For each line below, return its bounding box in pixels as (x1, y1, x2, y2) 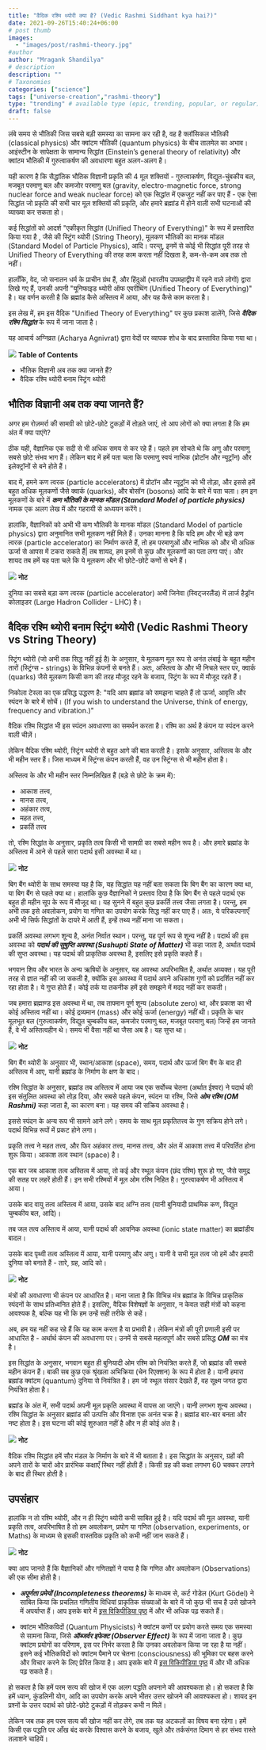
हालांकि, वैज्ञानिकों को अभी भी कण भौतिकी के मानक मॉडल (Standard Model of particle (8, 520, 243, 529)
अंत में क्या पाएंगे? (8, 427, 51, 437)
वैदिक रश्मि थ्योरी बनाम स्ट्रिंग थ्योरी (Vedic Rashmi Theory (8, 621, 249, 634)
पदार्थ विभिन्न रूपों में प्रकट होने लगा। (8, 1125, 97, 1134)
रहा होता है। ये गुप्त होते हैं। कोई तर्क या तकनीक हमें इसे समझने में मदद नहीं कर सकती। (8, 982, 227, 992)
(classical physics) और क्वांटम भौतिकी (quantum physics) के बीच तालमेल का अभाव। (8, 138, 248, 147)
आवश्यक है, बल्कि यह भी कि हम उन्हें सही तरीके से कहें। (8, 1309, 148, 1318)
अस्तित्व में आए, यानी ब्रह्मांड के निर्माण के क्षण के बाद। (8, 1067, 140, 1076)
